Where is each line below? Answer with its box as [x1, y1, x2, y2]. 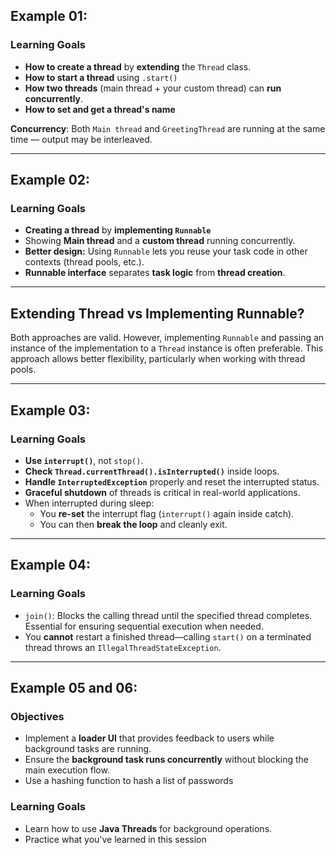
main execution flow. [24, 764, 110, 776]
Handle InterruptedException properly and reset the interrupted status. [24, 475, 320, 488]
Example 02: [10, 172, 91, 189]
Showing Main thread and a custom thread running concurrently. [24, 235, 296, 247]
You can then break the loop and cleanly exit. [39, 518, 228, 530]
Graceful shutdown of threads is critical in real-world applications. [24, 486, 301, 498]
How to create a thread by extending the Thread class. [24, 60, 252, 73]
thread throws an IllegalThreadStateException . [24, 641, 222, 653]
